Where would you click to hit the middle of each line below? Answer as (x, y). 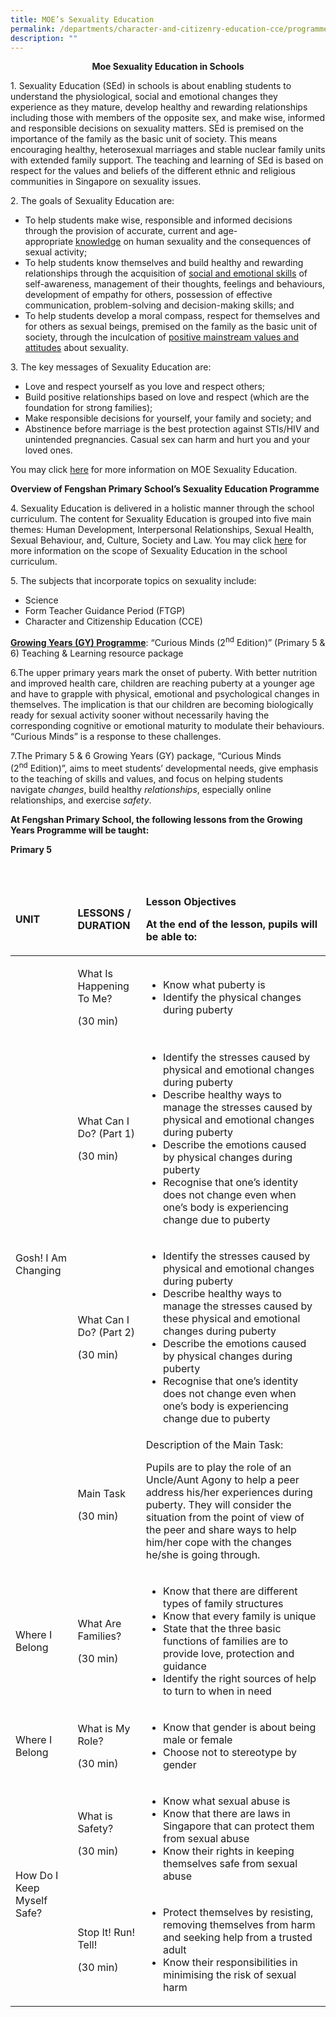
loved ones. (48, 450)
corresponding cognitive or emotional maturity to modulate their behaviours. (167, 726)
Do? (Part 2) (106, 1332)
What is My (104, 1728)
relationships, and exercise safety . (81, 800)
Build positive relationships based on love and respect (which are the (167, 397)
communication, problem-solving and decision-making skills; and (159, 305)
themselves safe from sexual (230, 1863)
